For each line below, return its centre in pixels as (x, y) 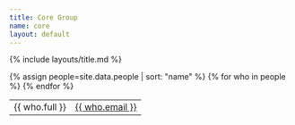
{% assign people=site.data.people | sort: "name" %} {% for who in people (147, 77)
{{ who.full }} (40, 107)
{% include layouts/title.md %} (66, 60)
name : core (30, 26)
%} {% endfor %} (42, 87)
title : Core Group (43, 17)
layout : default (39, 34)
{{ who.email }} (106, 107)
